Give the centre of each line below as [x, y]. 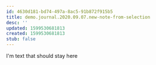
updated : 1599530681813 [36, 28]
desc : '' [17, 22]
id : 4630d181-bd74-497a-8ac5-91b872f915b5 [60, 12]
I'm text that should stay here [42, 56]
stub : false [21, 39]
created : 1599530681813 [36, 34]
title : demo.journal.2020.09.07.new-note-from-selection [78, 17]
